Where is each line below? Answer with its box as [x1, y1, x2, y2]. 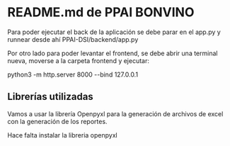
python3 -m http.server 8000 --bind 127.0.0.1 [7, 70, 139, 79]
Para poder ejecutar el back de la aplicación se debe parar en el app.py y [7, 28, 221, 36]
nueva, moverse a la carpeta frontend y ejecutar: [7, 56, 150, 64]
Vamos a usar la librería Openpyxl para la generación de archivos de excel [7, 109, 224, 118]
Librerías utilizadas [7, 91, 93, 103]
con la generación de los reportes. [7, 117, 108, 125]
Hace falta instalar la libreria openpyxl [7, 130, 118, 139]
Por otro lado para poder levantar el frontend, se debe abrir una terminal [7, 49, 218, 57]
